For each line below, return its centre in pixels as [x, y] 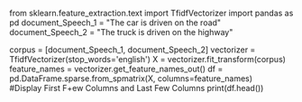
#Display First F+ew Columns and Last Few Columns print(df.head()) [137, 88]
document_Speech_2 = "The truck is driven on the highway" [121, 32]
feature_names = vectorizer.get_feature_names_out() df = [116, 69]
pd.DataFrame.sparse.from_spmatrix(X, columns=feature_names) [131, 79]
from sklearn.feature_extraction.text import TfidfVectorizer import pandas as [151, 13]
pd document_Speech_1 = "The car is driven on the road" [115, 23]
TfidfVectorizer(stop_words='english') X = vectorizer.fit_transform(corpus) [148, 59]
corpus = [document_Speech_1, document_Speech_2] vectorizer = [133, 50]
